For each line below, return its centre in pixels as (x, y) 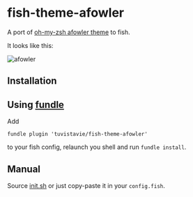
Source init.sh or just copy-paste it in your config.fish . (86, 185)
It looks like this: (30, 45)
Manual (24, 169)
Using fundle (36, 105)
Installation (32, 81)
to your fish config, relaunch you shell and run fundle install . (97, 147)
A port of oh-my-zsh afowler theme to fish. (69, 32)
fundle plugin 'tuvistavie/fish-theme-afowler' (78, 134)
